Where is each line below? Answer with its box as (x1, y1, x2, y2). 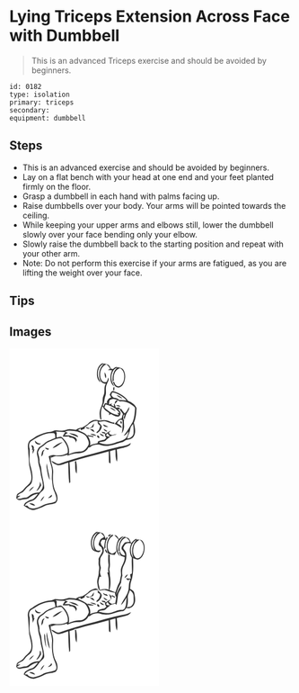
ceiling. (22, 210, 50, 220)
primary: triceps (9, 97, 75, 107)
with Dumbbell (9, 25, 120, 46)
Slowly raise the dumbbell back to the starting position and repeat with (22, 238, 285, 249)
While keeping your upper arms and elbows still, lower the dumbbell (22, 219, 274, 230)
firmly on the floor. (22, 181, 92, 192)
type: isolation (9, 90, 70, 99)
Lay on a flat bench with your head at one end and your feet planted (22, 171, 274, 182)
